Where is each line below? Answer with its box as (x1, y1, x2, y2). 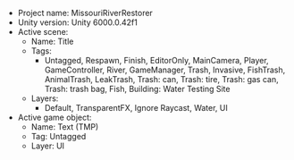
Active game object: (17, 112, 92, 122)
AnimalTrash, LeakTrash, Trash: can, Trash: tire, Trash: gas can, (44, 74, 279, 84)
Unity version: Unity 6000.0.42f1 (17, 17, 139, 28)
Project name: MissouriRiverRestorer (17, 8, 154, 18)
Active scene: (17, 27, 69, 37)
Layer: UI (30, 140, 65, 151)
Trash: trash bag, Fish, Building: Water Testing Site (44, 84, 231, 94)
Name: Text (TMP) (30, 122, 99, 132)
